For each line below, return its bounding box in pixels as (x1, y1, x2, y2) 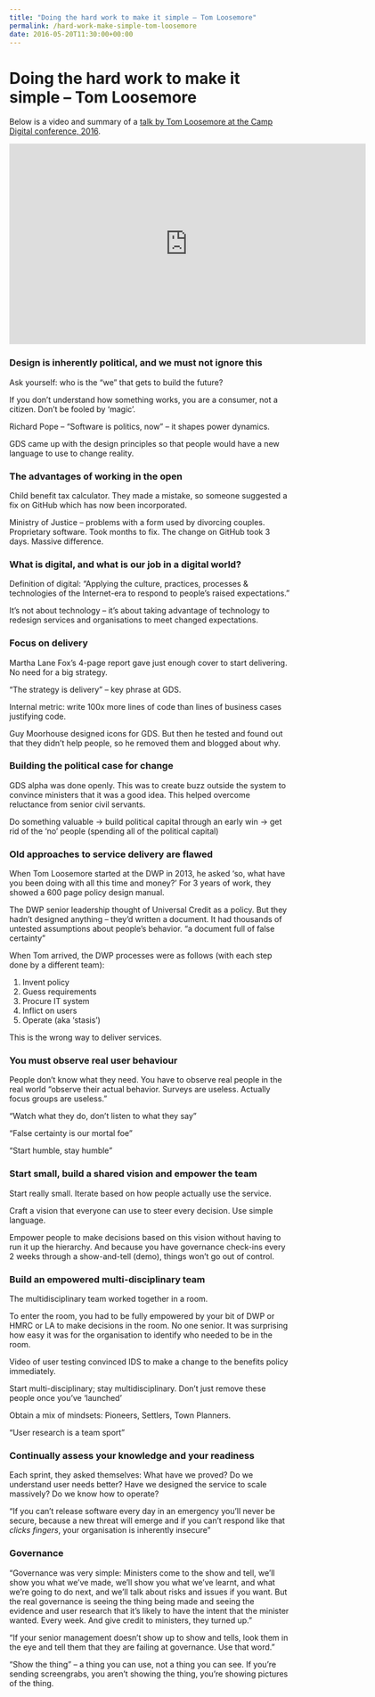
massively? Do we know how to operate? (9, 1488, 159, 1499)
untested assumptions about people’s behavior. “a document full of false (9, 924, 275, 935)
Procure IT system (21, 996, 90, 1007)
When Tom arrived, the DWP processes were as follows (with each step (9, 951, 273, 961)
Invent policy (21, 977, 69, 988)
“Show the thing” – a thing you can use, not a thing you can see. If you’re (9, 1659, 277, 1669)
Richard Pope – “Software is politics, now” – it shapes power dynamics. (9, 421, 270, 432)
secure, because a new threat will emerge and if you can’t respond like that (9, 1515, 285, 1526)
